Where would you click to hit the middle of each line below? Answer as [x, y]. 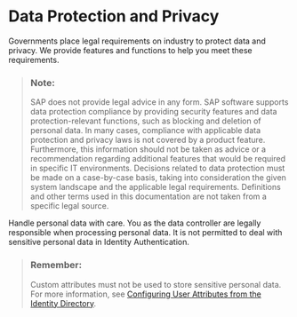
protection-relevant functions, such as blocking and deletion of [145, 121]
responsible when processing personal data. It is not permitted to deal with [145, 233]
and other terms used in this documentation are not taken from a [148, 196]
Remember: [56, 265]
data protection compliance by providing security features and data [153, 112]
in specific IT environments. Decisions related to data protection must [157, 168]
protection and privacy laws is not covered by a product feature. [148, 140]
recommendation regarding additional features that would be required [158, 159]
